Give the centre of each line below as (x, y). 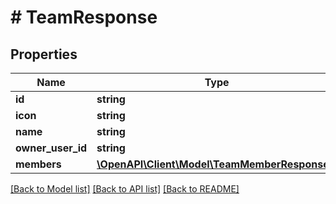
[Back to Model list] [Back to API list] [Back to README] (125, 189)
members (38, 164)
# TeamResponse (84, 17)
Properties (44, 54)
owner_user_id (51, 148)
